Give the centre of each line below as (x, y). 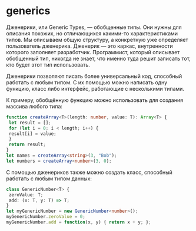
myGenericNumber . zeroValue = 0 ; (46, 217)
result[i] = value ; (33, 134)
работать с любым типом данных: (49, 179)
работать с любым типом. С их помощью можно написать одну (87, 82)
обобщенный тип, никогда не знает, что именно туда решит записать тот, (99, 58)
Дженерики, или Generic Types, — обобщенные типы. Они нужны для (94, 27)
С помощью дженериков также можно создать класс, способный (89, 172)
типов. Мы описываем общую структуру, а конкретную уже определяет (97, 39)
